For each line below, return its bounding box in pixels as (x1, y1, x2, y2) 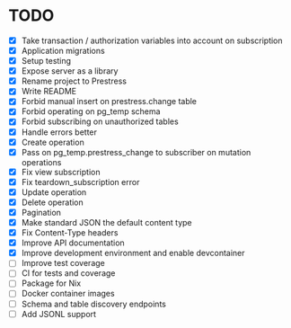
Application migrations (21, 46, 105, 56)
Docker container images (21, 288, 115, 299)
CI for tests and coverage (21, 268, 116, 279)
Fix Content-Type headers (21, 227, 119, 238)
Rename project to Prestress (21, 75, 128, 86)
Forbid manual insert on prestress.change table (21, 96, 198, 107)
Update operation (21, 186, 87, 198)
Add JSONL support (21, 308, 96, 319)
